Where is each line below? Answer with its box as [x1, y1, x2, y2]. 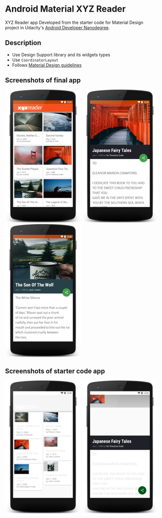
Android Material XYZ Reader [5, 3, 126, 15]
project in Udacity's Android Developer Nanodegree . [5, 24, 110, 30]
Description [5, 39, 41, 47]
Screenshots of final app [5, 76, 81, 85]
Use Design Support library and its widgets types [12, 52, 111, 57]
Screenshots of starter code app [5, 367, 105, 375]
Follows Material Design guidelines [12, 62, 82, 68]
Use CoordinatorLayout [12, 57, 59, 63]
